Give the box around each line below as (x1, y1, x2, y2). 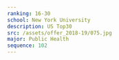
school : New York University (7, 17, 91, 23)
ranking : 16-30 (7, 10, 51, 17)
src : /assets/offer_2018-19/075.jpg (7, 29, 112, 37)
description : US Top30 (7, 23, 72, 30)
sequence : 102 (7, 42, 48, 49)
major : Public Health (7, 36, 69, 43)
